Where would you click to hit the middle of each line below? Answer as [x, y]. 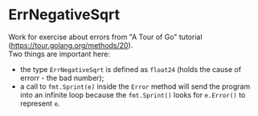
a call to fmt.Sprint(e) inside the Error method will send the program [135, 86]
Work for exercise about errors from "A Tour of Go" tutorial [105, 37]
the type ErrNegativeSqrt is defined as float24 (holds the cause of [131, 69]
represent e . [40, 103]
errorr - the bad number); [62, 78]
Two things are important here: [59, 54]
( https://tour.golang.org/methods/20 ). [71, 45]
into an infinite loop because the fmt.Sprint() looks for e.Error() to [133, 94]
